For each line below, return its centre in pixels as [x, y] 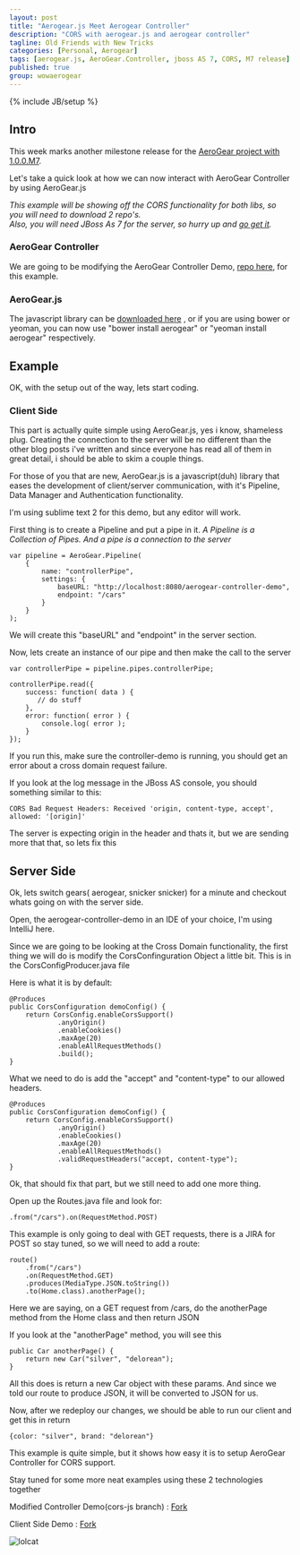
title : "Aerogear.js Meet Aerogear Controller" [100, 26]
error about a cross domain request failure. [88, 766]
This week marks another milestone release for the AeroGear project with [145, 151]
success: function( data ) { [80, 692]
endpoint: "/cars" [91, 595]
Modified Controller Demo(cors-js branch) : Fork [99, 1507]
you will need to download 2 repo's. [75, 214]
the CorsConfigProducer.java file [69, 966]
